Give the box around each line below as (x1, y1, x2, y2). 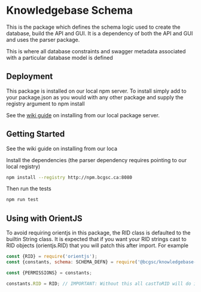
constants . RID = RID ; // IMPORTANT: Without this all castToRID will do (6, 281, 191, 287)
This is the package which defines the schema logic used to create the (6, 23, 181, 31)
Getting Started (6, 129, 65, 139)
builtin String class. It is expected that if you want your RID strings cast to (6, 236, 187, 243)
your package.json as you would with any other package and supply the (6, 93, 184, 101)
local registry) (6, 163, 41, 170)
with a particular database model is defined (6, 54, 113, 61)
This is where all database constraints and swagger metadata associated (6, 47, 186, 54)
